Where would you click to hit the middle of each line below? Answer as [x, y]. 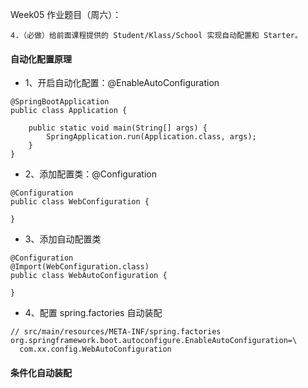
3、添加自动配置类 [63, 239]
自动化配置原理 [41, 59]
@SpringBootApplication [60, 102]
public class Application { [69, 111]
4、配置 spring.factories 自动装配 [93, 313]
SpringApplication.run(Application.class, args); [151, 137]
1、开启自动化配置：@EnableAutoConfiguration [122, 83]
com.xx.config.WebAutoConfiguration [95, 349]
